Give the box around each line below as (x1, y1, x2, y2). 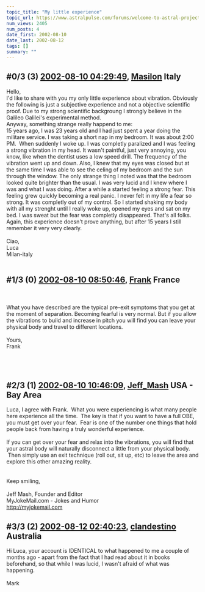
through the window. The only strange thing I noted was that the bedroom (6, 172, 192, 179)
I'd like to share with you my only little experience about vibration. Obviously (6, 94, 198, 102)
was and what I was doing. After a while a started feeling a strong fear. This (6, 185, 196, 193)
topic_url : (6, 15, 34, 21)
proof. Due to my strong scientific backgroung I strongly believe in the (6, 107, 182, 114)
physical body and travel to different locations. (6, 323, 123, 331)
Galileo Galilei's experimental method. (6, 114, 102, 121)
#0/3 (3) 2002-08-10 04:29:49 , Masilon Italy (6, 72, 181, 82)
